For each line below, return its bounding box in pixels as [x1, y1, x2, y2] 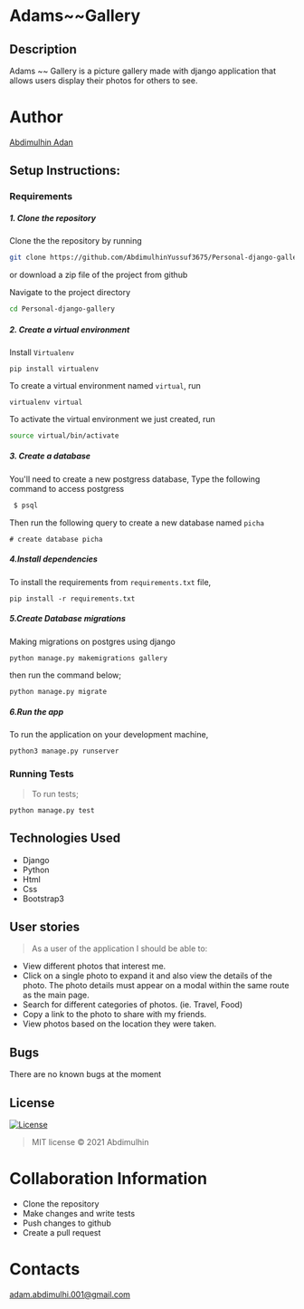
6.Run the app [9, 707, 64, 717]
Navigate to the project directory [9, 287, 131, 298]
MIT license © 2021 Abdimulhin [31, 1136, 149, 1147]
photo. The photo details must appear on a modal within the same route [22, 980, 290, 991]
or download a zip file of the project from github [9, 269, 188, 281]
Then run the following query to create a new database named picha [9, 517, 265, 528]
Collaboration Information [9, 1169, 208, 1189]
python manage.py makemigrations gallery [9, 653, 168, 662]
